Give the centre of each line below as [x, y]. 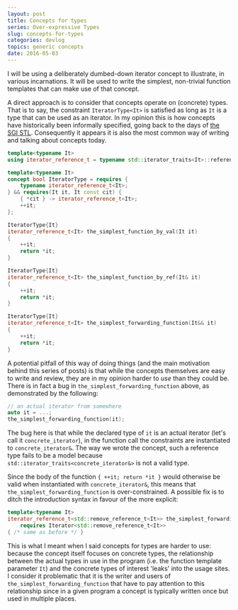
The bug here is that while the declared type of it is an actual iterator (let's [117, 433]
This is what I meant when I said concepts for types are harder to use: [109, 545]
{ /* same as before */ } [45, 532]
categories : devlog [36, 40]
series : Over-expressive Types [53, 27]
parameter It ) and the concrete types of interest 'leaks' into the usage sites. [119, 568]
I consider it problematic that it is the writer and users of [89, 576]
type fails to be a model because [55, 455]
